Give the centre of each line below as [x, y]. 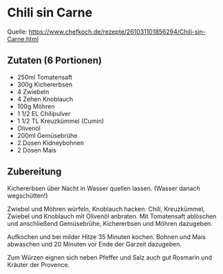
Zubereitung [34, 172]
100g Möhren [36, 106]
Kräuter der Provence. [39, 264]
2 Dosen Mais [36, 150]
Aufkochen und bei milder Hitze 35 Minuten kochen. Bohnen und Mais [107, 237]
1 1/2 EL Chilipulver [44, 113]
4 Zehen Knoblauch [45, 99]
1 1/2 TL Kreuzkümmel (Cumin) [61, 121]
